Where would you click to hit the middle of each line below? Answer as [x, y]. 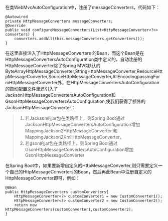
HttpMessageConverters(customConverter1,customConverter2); [69, 209]
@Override [16, 26]
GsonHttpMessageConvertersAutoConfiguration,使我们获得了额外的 [75, 101]
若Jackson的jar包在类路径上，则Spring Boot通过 [75, 118]
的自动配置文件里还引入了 [32, 89]
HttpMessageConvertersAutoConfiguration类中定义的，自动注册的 [74, 59]
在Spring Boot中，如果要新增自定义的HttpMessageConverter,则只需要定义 [82, 165]
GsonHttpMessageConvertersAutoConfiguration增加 [79, 150]
